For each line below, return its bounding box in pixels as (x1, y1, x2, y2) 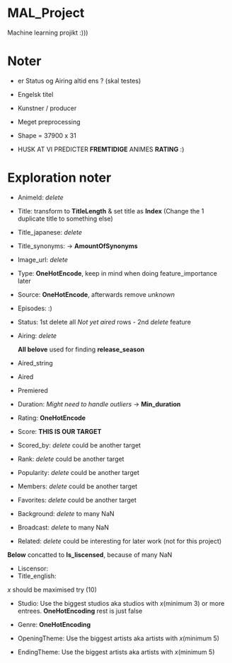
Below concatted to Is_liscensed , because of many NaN (7, 550, 173, 559)
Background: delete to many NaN (17, 509, 115, 517)
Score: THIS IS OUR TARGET (17, 427, 102, 435)
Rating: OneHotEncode (17, 413, 86, 422)
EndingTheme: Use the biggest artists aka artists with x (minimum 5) (17, 647, 215, 656)
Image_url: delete (17, 255, 69, 264)
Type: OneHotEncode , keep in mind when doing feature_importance (17, 269, 218, 277)
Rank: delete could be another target (17, 454, 124, 463)
